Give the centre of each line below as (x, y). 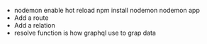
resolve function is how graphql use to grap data (85, 33)
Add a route (31, 18)
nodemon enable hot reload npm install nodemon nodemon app (107, 10)
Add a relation (34, 25)
